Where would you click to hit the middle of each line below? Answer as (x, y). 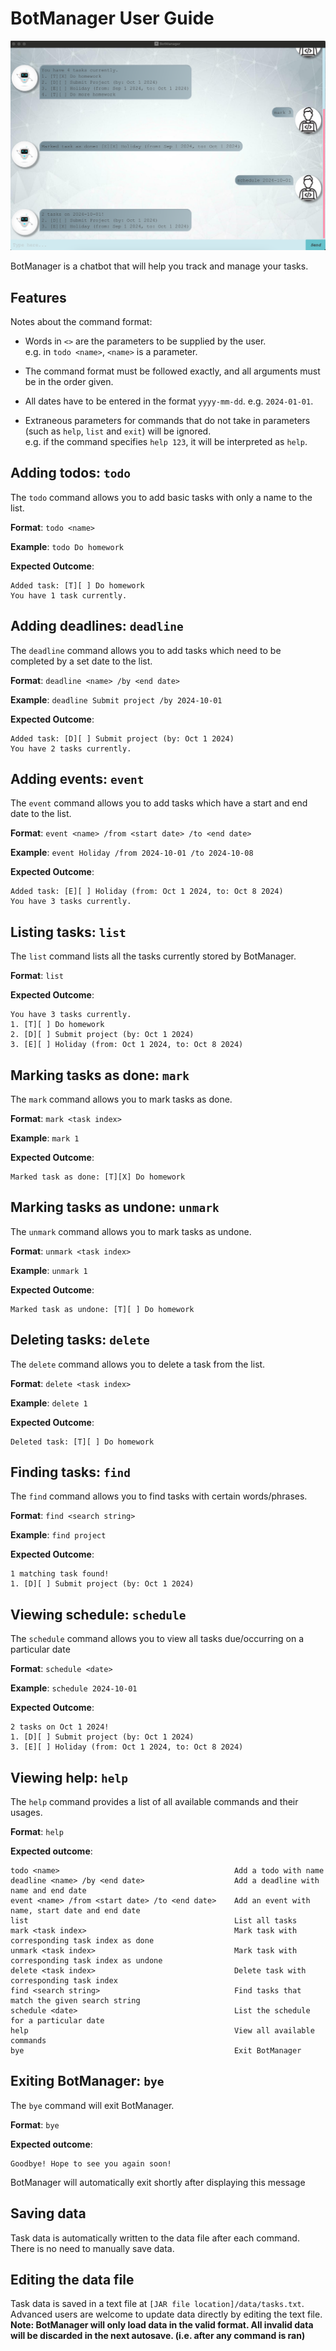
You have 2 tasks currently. (71, 748)
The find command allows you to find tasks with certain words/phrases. (159, 1496)
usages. (26, 1813)
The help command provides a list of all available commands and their (154, 1802)
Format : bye (35, 2124)
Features (38, 297)
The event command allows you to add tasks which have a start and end (159, 803)
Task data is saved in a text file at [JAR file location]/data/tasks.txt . (157, 2304)
